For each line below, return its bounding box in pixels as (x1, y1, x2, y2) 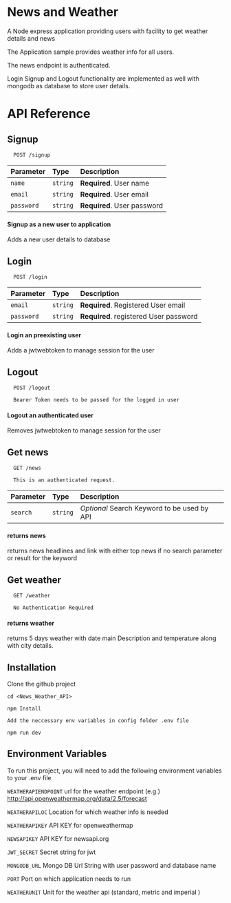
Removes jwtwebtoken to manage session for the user (7, 426, 162, 435)
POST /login (13, 273, 48, 280)
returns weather (7, 619, 55, 627)
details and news (7, 34, 56, 42)
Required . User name (80, 178, 150, 188)
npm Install (7, 705, 41, 713)
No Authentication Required (13, 604, 94, 611)
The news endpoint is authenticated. (7, 61, 111, 69)
